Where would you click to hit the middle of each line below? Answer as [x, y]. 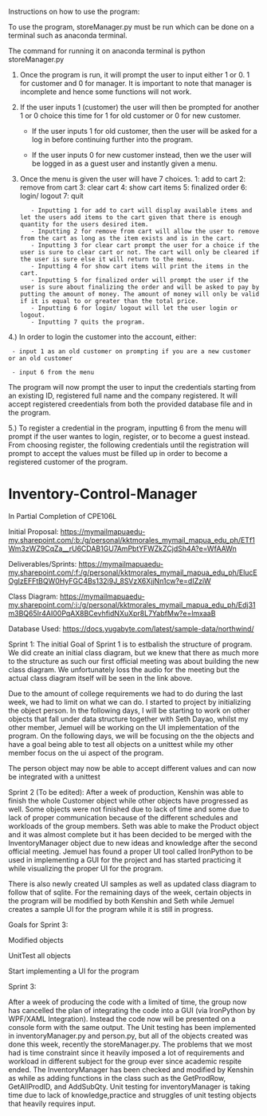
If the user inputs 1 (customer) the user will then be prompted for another [139, 107]
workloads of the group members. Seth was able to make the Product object [133, 826]
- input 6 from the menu [53, 372]
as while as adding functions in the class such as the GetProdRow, [117, 1078]
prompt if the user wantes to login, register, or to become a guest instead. [129, 436]
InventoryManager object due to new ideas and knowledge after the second [133, 843]
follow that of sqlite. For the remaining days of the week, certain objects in [130, 892]
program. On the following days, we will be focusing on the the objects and [132, 736]
